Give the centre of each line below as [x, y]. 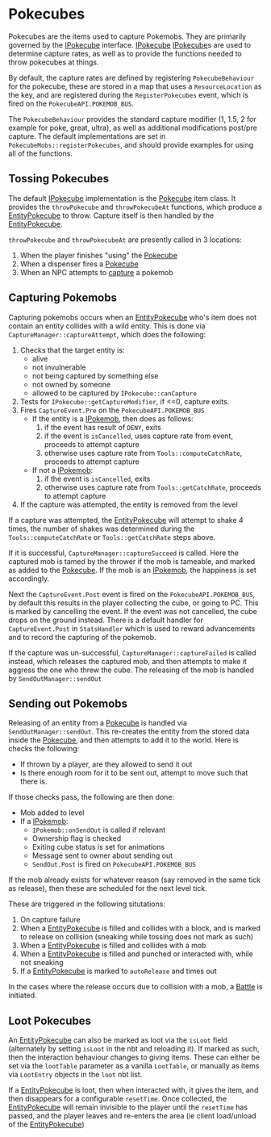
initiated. [23, 995]
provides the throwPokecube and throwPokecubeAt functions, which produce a [135, 207]
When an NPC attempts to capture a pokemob [96, 272]
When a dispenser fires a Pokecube [79, 264]
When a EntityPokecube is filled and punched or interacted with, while [137, 954]
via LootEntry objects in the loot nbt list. [75, 1075]
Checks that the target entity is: [72, 350]
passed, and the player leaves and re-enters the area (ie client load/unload [132, 1116]
